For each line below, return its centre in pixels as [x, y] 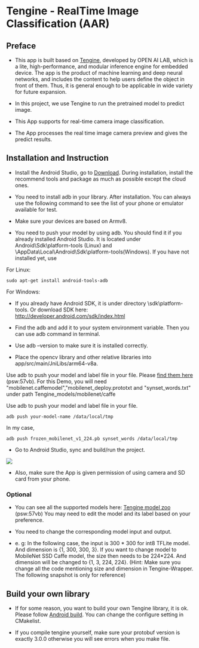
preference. [29, 520]
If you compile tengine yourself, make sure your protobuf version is [97, 632]
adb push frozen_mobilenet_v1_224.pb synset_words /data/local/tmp [92, 438]
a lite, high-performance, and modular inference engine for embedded [101, 66]
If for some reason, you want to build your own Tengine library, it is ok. [102, 608]
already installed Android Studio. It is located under [78, 239]
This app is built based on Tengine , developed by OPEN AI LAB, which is [104, 60]
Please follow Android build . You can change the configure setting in [99, 615]
